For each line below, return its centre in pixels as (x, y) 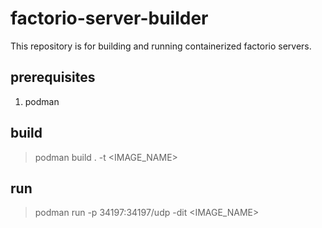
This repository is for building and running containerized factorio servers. (161, 46)
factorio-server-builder (109, 18)
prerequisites (53, 77)
